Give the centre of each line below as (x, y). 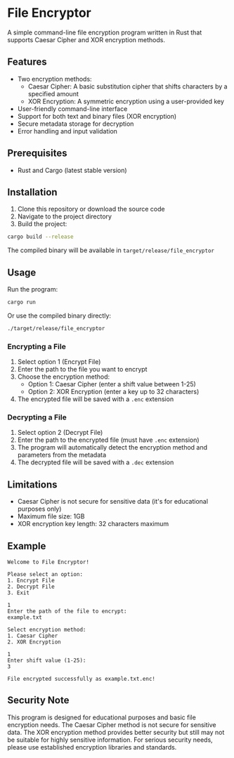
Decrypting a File (37, 417)
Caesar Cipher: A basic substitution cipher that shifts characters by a (128, 86)
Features (27, 62)
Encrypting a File (37, 346)
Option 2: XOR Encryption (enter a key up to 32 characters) (113, 392)
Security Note (38, 700)
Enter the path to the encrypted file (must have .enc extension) (108, 440)
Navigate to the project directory (65, 216)
